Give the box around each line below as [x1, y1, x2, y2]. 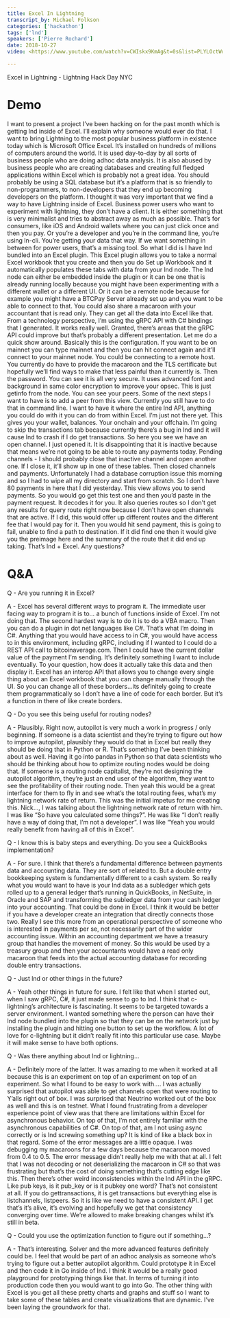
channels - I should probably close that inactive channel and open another [7, 454, 217, 463]
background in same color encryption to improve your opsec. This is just [7, 382, 212, 390]
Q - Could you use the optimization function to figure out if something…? [7, 1231, 212, 1239]
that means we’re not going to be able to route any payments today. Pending [7, 447, 222, 456]
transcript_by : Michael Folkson [7, 16, 99, 23]
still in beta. [7, 1218, 40, 1226]
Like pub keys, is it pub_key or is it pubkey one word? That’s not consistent [7, 1182, 218, 1190]
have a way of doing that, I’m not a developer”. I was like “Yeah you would [7, 818, 216, 826]
